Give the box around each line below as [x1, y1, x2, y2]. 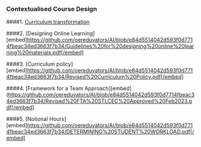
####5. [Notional [6, 115, 48, 122]
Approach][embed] [84, 85, 132, 92]
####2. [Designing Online [6, 30, 70, 37]
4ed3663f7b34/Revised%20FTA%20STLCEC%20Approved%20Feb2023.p [6, 97, 193, 105]
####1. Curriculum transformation [6, 19, 90, 26]
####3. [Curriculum [6, 60, 55, 68]
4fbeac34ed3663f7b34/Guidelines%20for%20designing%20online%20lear [6, 42, 194, 50]
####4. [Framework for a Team [6, 85, 84, 92]
